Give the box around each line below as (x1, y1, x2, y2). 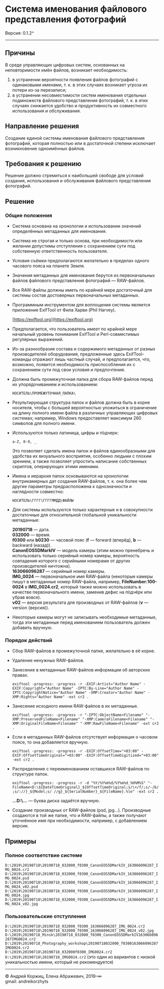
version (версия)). (12, 605, 50, 611)
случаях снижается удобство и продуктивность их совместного (12, 102, 147, 108)
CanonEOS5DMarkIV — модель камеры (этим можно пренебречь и (12, 547, 154, 553)
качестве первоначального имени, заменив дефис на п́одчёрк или (12, 589, 152, 595)
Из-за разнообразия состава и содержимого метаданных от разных (12, 346, 156, 352)
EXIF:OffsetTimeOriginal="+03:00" (12, 753, 82, 758)
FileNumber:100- (122, 579, 157, 585)
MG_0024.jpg (5, 893, 29, 898)
